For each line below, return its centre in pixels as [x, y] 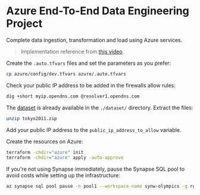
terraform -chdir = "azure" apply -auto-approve [65, 158]
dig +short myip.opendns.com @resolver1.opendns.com [73, 96]
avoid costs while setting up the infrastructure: [63, 175]
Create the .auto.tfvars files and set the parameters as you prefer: [89, 63]
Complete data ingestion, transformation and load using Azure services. [94, 40]
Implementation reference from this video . [72, 51]
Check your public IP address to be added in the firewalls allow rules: [91, 85]
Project [24, 23]
